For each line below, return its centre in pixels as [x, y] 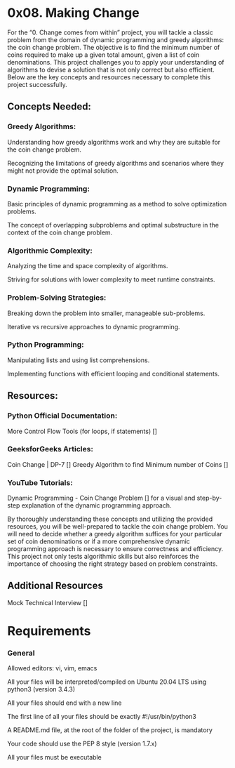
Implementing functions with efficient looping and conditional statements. [113, 373]
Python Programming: [46, 345]
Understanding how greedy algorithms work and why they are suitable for [114, 142]
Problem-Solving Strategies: [57, 298]
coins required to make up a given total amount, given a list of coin [103, 55]
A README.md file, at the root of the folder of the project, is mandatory [110, 730]
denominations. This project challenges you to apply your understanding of [116, 62]
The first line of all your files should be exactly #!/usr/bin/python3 [102, 717]
